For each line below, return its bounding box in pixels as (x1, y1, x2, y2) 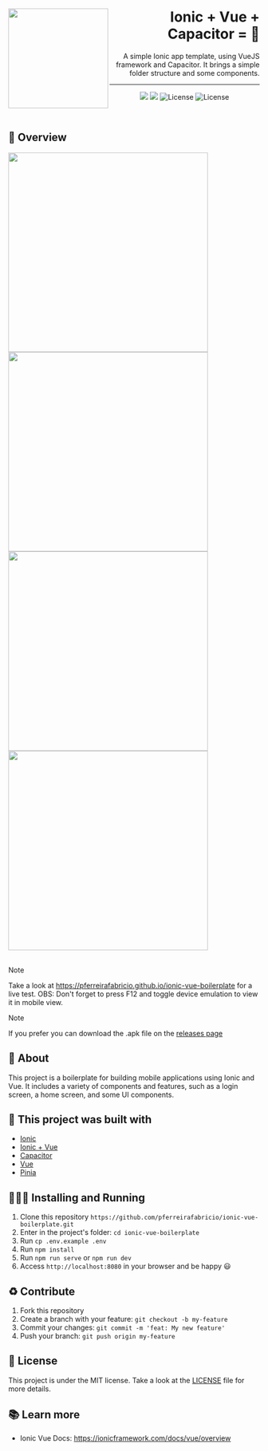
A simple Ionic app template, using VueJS (123, 51, 260, 61)
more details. (8, 1384, 52, 1394)
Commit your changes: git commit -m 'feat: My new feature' (19, 1323, 226, 1332)
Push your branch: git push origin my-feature (19, 1331, 175, 1340)
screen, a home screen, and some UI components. (8, 1090, 174, 1099)
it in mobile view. (8, 997, 64, 1007)
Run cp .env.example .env (19, 1236, 107, 1246)
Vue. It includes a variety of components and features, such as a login (8, 1081, 238, 1090)
